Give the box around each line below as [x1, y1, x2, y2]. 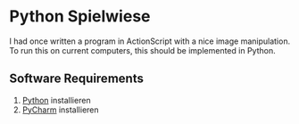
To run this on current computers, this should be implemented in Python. [9, 45, 276, 55]
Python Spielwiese [9, 6, 151, 27]
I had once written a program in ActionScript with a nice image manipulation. [9, 36, 291, 46]
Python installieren [21, 95, 91, 105]
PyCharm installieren [21, 104, 100, 115]
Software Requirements [9, 71, 145, 87]
